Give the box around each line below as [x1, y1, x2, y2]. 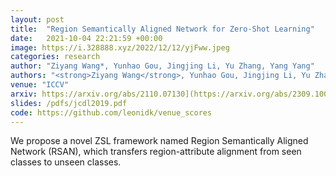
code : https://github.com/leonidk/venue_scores [10, 107, 213, 118]
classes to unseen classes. [10, 156, 122, 168]
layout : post [10, 14, 65, 25]
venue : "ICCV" [10, 80, 70, 90]
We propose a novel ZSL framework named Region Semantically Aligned [10, 135, 309, 147]
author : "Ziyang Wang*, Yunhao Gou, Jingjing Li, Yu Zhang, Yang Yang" [10, 61, 315, 71]
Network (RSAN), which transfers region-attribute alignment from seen [10, 146, 302, 158]
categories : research [10, 52, 101, 62]
